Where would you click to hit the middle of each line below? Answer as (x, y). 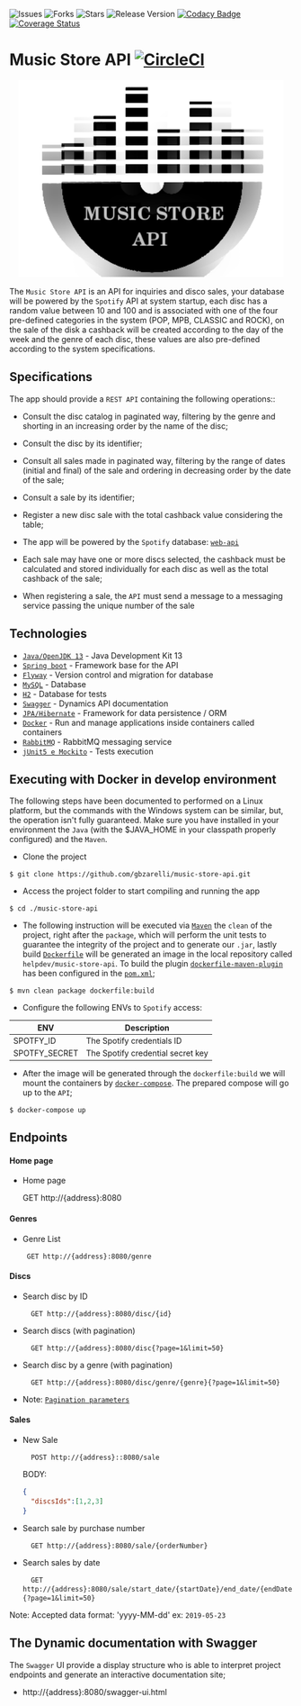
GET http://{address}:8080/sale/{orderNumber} (120, 1546)
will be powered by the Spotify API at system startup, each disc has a (138, 301)
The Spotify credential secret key (147, 1053)
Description (147, 1028)
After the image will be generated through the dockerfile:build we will (154, 1073)
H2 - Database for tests (65, 694)
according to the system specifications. (82, 349)
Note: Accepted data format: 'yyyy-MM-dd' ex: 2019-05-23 (118, 1615)
